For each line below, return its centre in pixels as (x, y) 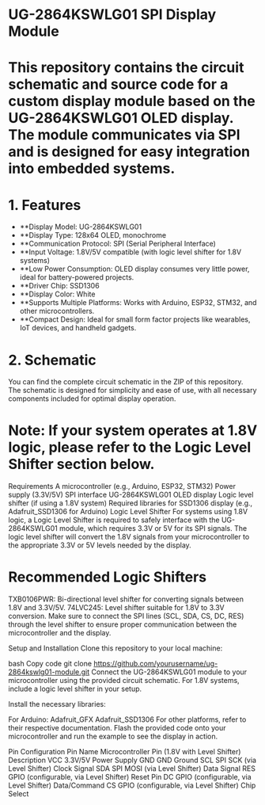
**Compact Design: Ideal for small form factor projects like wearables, (135, 319)
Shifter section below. (81, 464)
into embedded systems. (92, 169)
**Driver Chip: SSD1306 (60, 286)
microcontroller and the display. (60, 633)
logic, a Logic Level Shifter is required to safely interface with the (114, 520)
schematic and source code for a (118, 84)
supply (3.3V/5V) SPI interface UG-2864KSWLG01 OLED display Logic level (131, 495)
